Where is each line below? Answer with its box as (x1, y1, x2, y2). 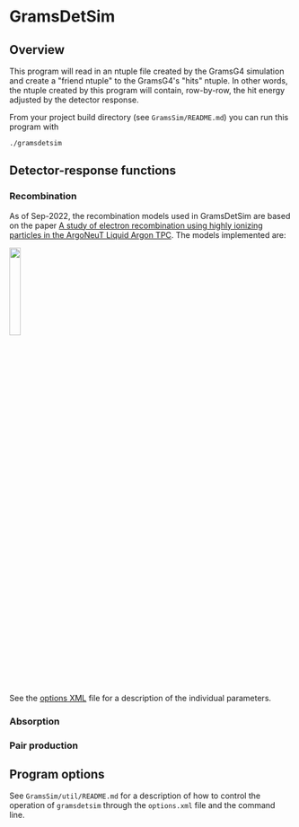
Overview (9, 42, 66, 57)
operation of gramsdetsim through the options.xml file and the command (9, 800, 276, 811)
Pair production (9, 739, 79, 752)
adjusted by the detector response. (9, 94, 139, 105)
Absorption (9, 715, 60, 727)
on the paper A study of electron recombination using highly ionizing (9, 220, 263, 231)
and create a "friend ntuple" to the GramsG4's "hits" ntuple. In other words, (9, 75, 289, 86)
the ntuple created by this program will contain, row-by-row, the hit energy (9, 85, 286, 95)
